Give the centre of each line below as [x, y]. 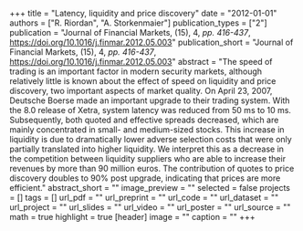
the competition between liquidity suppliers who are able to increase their [147, 158]
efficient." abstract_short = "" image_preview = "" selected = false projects [150, 188]
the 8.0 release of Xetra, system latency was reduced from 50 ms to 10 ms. [151, 110]
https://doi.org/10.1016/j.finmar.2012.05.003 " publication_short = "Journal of [151, 42]
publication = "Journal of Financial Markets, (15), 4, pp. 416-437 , [130, 32]
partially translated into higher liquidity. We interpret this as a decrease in [147, 149]
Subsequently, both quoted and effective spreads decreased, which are [144, 120]
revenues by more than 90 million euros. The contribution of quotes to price [152, 168]
